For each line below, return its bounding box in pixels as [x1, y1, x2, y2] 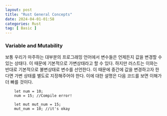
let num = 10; [14, 89, 43, 94]
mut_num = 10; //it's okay [14, 107, 70, 112]
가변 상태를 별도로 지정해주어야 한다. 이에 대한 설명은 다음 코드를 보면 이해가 [14, 73, 162, 79]
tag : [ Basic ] [5, 26, 37, 31]
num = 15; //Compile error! [14, 93, 72, 99]
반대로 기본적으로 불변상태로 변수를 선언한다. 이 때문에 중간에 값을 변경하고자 [5, 67, 155, 73]
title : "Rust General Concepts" [5, 12, 72, 17]
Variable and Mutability [5, 42, 63, 49]
